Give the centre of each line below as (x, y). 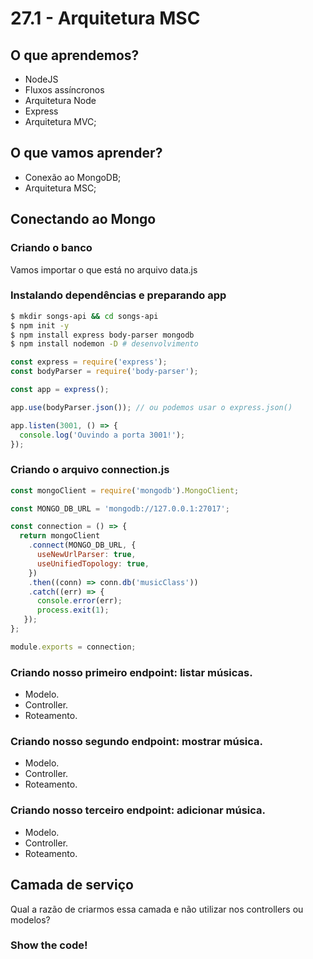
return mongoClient (60, 536)
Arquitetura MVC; (60, 121)
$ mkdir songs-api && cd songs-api (84, 316)
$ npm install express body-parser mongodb (102, 335)
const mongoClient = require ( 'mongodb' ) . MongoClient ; (125, 490)
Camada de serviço (72, 885)
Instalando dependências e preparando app (118, 295)
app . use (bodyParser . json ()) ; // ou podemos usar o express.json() (151, 407)
